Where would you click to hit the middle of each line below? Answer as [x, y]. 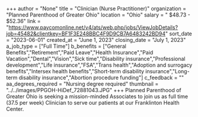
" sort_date [178, 34]
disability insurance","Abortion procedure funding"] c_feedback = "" [101, 77]
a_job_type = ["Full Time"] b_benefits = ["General [66, 46]
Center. [15, 109]
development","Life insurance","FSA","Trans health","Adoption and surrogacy [99, 65]
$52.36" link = [24, 21]
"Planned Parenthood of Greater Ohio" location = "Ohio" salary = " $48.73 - [98, 15]
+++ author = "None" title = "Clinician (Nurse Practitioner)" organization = [96, 9]
